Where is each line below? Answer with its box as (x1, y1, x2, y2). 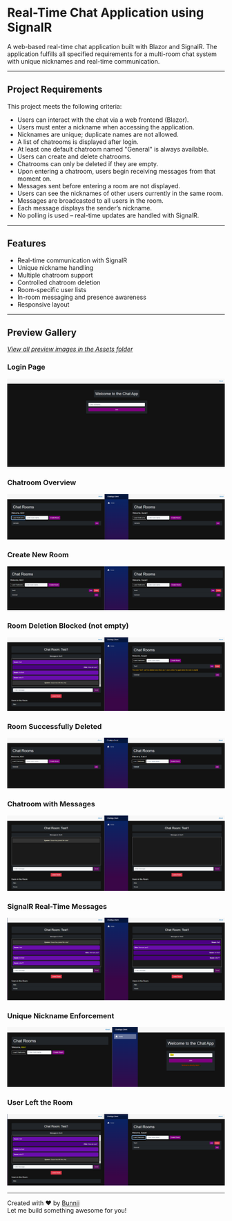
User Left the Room (7, 1098, 73, 1107)
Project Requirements (7, 84, 103, 96)
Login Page (7, 362, 46, 372)
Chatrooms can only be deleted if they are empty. (17, 159, 159, 168)
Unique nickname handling (17, 263, 94, 271)
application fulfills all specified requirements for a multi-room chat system (7, 50, 217, 58)
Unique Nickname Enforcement (7, 1011, 115, 1021)
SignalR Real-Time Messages (7, 901, 107, 911)
